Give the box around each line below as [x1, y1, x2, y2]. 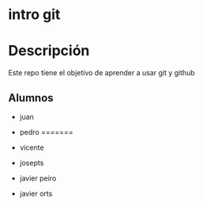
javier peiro [19, 173, 57, 183]
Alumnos [8, 91, 54, 105]
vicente [19, 143, 45, 152]
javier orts [19, 189, 53, 198]
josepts [19, 158, 44, 167]
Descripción [8, 42, 90, 60]
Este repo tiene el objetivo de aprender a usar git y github [8, 68, 195, 78]
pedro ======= [19, 127, 73, 136]
